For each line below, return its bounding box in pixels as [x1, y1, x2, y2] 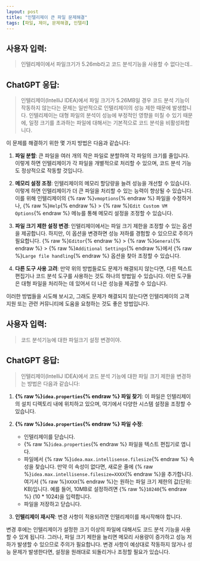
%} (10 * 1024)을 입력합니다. [23, 493, 92, 500]
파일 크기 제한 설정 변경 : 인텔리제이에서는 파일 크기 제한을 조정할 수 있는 [14, 222, 181, 229]
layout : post [6, 8, 39, 15]
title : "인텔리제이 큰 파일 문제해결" [6, 14, 88, 20]
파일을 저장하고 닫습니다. [23, 500, 82, 507]
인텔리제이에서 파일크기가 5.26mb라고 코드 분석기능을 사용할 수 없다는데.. [20, 60, 193, 68]
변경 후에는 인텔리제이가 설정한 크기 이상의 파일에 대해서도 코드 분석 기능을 [6, 526, 180, 533]
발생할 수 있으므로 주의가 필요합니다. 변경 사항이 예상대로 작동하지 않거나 [17, 541, 186, 548]
